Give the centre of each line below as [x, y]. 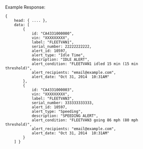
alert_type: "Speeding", [57, 111]
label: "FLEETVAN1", [53, 42]
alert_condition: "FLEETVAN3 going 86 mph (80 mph [85, 120]
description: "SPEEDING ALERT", [65, 116]
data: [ [22, 25]
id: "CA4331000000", [53, 34]
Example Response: [25, 7]
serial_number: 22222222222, [62, 47]
